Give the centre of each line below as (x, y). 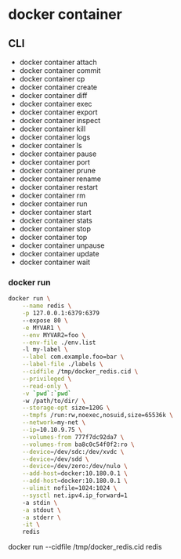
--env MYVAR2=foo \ (54, 335)
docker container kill (52, 129)
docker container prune (58, 171)
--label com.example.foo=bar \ (73, 357)
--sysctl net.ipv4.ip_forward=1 (75, 495)
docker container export (58, 112)
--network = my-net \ (54, 423)
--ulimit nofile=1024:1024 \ (70, 488)
